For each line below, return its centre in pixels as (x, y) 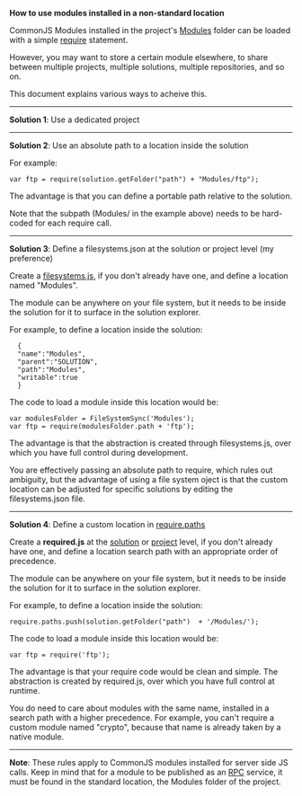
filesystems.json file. (47, 499)
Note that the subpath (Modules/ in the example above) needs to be (135, 213)
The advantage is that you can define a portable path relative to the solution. (151, 196)
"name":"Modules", (52, 354)
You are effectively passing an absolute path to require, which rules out (141, 470)
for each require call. (73, 223)
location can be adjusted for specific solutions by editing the (121, 489)
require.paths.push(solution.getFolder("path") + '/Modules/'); (134, 622)
